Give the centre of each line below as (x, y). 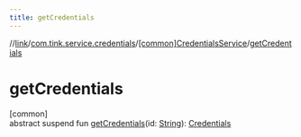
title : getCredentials (52, 17)
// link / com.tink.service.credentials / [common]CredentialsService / (130, 43)
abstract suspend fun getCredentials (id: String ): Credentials (120, 123)
